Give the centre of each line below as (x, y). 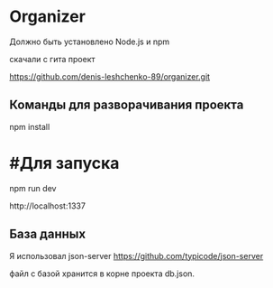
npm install (30, 126)
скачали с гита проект (52, 59)
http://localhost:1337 (47, 206)
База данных (48, 234)
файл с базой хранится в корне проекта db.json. (102, 274)
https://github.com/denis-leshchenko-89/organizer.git (109, 76)
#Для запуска (64, 163)
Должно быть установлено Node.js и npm (89, 42)
